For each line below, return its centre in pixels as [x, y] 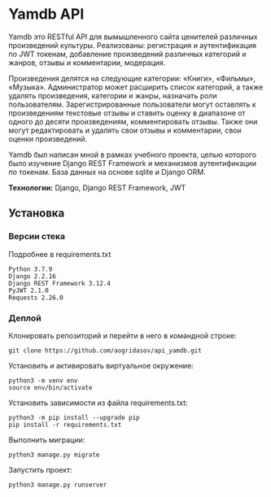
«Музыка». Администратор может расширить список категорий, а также [136, 87]
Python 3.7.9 [31, 269]
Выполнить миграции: [47, 439]
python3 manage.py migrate [54, 455]
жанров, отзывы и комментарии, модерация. [87, 63]
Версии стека [37, 237]
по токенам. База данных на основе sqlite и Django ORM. [107, 172]
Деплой [25, 318]
